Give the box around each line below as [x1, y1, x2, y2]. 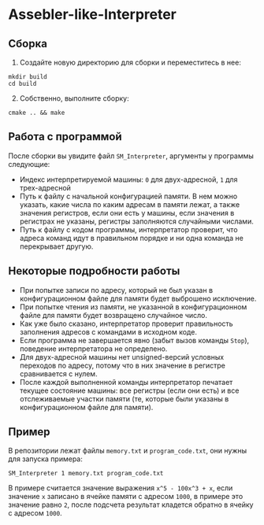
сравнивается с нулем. [19, 368, 98, 379]
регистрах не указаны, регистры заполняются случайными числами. [19, 216, 254, 226]
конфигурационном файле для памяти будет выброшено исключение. [19, 294, 257, 303]
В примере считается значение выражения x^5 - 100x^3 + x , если [8, 483, 233, 493]
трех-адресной [19, 183, 71, 192]
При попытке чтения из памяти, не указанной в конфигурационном [19, 301, 247, 312]
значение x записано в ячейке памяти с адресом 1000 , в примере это [8, 492, 244, 501]
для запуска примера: [8, 454, 83, 464]
